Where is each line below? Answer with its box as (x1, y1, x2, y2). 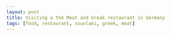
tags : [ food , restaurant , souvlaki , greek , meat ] (6, 20, 136, 26)
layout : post (6, 9, 40, 15)
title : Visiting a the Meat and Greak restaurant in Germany (6, 15, 166, 21)
